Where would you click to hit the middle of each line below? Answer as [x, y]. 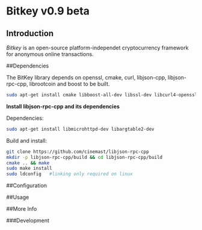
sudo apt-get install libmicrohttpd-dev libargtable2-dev [80, 129]
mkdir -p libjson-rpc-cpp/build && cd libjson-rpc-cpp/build [84, 157]
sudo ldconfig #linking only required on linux [70, 174]
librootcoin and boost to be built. [69, 84]
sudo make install [29, 169]
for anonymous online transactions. [50, 54]
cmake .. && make [28, 163]
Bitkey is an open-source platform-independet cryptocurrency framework [97, 48]
